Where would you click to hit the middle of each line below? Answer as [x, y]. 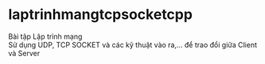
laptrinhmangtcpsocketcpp [101, 15]
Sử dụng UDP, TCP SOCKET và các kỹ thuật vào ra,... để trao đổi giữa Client [132, 44]
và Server [24, 53]
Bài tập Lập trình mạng [45, 36]
